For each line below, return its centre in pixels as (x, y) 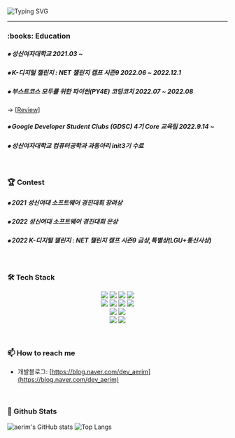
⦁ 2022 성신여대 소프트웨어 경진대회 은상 (63, 221)
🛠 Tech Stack (31, 277)
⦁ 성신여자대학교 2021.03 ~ (45, 53)
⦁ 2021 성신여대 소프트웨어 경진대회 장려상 (65, 203)
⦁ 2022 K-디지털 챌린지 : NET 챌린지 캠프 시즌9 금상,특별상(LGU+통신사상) (109, 240)
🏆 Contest (26, 182)
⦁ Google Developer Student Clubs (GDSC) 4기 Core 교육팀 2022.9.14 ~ (111, 127)
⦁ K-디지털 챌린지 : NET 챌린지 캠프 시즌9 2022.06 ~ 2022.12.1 (94, 72)
